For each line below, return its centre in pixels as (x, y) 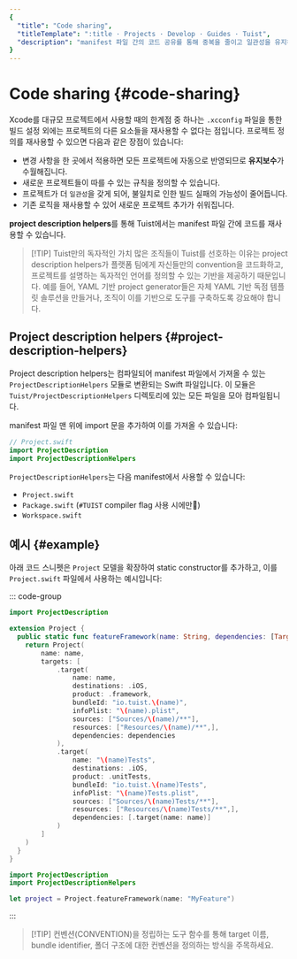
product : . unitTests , (112, 776)
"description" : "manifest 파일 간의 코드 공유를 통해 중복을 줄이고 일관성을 (144, 42)
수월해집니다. (45, 172)
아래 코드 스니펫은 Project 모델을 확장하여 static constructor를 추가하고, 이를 (144, 568)
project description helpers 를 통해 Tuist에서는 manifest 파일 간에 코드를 (137, 224)
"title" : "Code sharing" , (65, 26)
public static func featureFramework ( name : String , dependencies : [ (146, 637)
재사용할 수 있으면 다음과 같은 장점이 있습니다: (104, 142)
